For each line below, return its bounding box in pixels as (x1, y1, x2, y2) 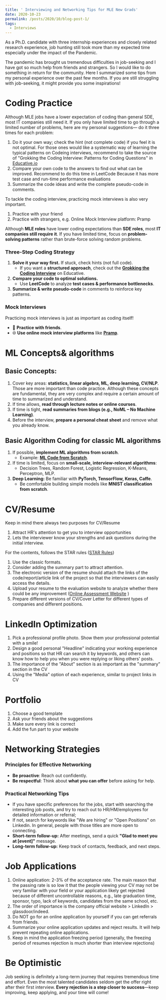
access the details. (12, 580, 51, 586)
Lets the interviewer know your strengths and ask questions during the (12, 535, 157, 541)
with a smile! (12, 640, 38, 646)
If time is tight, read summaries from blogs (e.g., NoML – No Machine (12, 406, 156, 412)
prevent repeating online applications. (12, 930, 90, 935)
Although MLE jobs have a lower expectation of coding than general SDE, (5, 114, 154, 120)
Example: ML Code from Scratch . (19, 455, 88, 461)
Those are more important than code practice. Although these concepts (12, 385, 159, 391)
